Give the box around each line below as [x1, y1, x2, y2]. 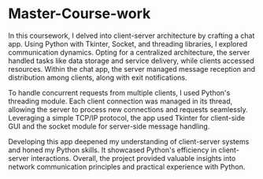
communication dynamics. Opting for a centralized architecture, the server [8, 47, 250, 57]
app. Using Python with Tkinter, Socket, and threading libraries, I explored [8, 39, 248, 48]
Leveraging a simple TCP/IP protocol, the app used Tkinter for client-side [8, 113, 246, 122]
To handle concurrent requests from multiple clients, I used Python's [8, 88, 231, 97]
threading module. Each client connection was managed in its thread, [8, 96, 233, 106]
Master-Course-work [8, 5, 151, 23]
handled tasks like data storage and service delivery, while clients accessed [8, 56, 254, 65]
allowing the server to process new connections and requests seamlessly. [8, 104, 248, 114]
